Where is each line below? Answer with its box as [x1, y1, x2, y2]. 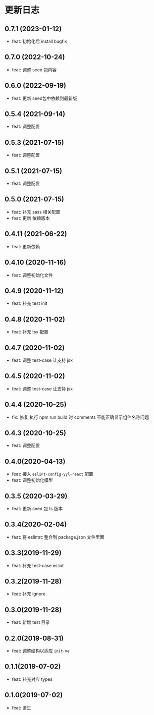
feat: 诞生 [11, 705, 32, 711]
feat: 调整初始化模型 [11, 477, 53, 483]
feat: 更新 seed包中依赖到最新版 [11, 95, 77, 101]
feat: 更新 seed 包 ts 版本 [11, 506, 63, 511]
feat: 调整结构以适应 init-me [11, 648, 70, 654]
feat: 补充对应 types [11, 676, 53, 682]
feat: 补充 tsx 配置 [11, 329, 49, 335]
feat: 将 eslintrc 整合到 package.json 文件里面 [11, 534, 104, 540]
